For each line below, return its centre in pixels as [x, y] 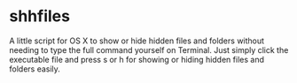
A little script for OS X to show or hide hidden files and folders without [137, 41]
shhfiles [40, 16]
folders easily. [35, 69]
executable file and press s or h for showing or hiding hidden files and [137, 59]
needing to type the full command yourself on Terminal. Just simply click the [149, 49]
